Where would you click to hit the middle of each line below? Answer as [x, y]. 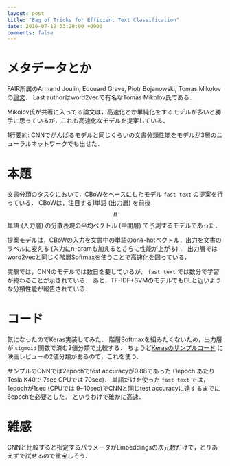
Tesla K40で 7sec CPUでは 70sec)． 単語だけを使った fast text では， [108, 380]
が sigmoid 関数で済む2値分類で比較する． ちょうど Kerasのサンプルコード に [115, 348]
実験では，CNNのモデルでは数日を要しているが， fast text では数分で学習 [113, 272]
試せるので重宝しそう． [58, 456]
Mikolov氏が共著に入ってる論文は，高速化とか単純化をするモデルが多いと [111, 112]
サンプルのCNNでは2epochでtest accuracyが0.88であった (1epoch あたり [111, 371]
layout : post [26, 13]
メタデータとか [49, 69]
